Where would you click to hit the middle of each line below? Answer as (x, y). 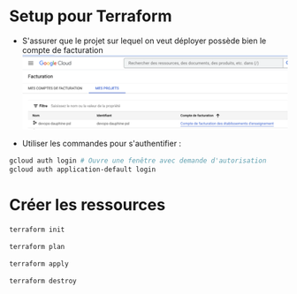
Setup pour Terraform (91, 16)
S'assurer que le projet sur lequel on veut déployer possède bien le (144, 41)
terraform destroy (43, 281)
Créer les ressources (88, 205)
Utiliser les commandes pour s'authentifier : (102, 143)
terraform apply (39, 264)
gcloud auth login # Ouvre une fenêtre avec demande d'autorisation (138, 161)
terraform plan (37, 247)
